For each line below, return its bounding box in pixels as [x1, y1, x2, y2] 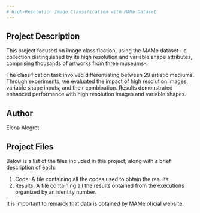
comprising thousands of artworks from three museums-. [6, 60, 148, 67]
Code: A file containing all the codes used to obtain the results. [14, 176, 171, 183]
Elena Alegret [6, 124, 40, 131]
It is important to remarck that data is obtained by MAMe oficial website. [6, 200, 184, 208]
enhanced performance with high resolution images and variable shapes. [6, 91, 187, 98]
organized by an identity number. [14, 188, 97, 196]
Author [6, 108, 33, 118]
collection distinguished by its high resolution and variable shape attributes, [6, 54, 193, 61]
